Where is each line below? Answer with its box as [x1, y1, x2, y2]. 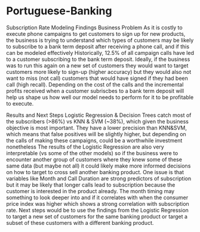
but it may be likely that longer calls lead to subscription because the [6, 181, 176, 188]
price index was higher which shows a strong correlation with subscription [6, 200, 189, 207]
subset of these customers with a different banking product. [6, 219, 154, 226]
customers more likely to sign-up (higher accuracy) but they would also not [6, 68, 192, 75]
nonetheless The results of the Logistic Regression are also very [6, 143, 164, 150]
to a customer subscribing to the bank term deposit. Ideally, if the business [6, 55, 190, 63]
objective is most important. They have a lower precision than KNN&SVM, [6, 124, 187, 131]
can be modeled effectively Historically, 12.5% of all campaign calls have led [6, 49, 194, 56]
